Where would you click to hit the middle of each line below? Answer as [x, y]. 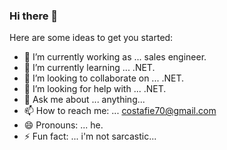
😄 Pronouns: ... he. [63, 125]
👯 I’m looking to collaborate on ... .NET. [103, 78]
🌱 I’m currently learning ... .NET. [89, 68]
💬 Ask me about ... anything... [84, 100]
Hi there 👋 [34, 16]
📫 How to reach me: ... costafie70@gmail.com [120, 111]
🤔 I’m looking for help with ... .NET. [95, 89]
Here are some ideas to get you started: [91, 38]
